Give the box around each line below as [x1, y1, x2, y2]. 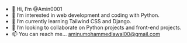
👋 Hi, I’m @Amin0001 [11, 6, 63, 12]
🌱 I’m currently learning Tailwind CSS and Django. [11, 18, 131, 24]
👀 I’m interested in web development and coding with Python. [11, 12, 160, 19]
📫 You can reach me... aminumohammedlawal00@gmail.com [11, 31, 161, 37]
